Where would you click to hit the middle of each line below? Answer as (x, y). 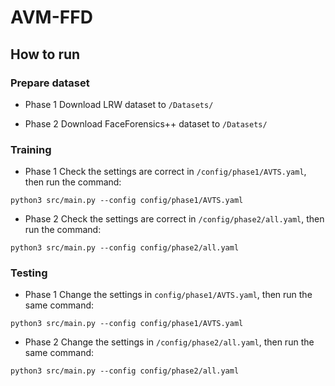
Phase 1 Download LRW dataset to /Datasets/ (119, 104)
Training (31, 149)
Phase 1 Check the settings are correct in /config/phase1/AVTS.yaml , (165, 172)
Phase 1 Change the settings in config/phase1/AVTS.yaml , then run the (168, 295)
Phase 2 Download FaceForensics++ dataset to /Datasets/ (146, 123)
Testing (29, 273)
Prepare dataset (50, 83)
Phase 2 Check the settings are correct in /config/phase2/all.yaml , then (174, 219)
